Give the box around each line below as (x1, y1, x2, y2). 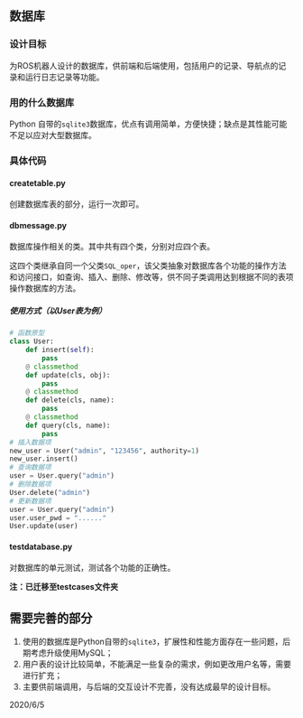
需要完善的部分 (9, 611, 93, 626)
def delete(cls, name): (25, 396, 115, 405)
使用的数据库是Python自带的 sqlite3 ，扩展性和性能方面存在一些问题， (22, 636, 283, 648)
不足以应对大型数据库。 (9, 129, 96, 140)
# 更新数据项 (9, 496, 51, 506)
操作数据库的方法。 (9, 283, 81, 294)
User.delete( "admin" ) (9, 488, 91, 497)
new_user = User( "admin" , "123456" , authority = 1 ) (9, 446, 200, 455)
